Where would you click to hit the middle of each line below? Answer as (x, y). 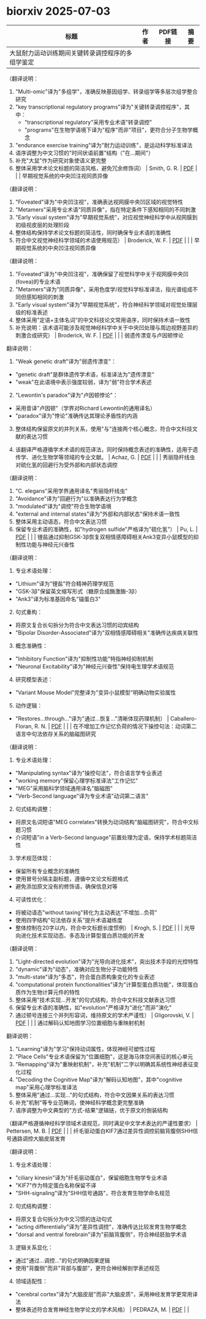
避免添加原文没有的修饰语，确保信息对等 (66, 886)
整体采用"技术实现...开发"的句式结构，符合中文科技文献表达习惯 (95, 1000)
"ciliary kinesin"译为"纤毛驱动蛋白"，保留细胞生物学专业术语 (91, 1177)
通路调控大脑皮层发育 (38, 1138)
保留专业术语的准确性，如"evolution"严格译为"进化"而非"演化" (93, 1007)
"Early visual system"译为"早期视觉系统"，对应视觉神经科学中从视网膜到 (106, 217)
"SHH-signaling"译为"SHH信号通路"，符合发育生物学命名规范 (93, 1193)
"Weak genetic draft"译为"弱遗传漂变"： (66, 361)
